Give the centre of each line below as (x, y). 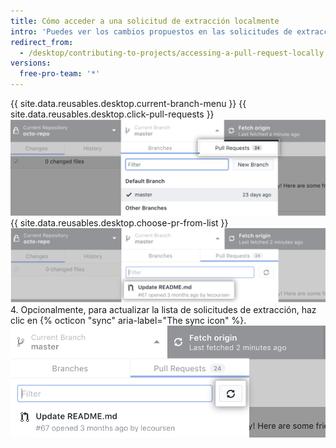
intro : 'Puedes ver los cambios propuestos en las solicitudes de (151, 31)
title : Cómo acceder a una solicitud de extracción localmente (145, 21)
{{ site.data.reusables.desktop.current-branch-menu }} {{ (128, 103)
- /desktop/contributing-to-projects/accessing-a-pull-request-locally (172, 53)
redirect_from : (42, 42)
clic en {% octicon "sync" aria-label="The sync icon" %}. (128, 321)
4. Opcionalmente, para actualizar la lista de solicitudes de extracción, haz (163, 310)
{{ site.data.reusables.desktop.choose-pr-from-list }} (119, 223)
